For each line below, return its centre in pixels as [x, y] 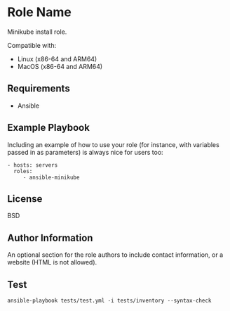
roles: [23, 171]
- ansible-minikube [51, 177]
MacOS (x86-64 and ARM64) [60, 66]
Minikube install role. [37, 32]
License [25, 199]
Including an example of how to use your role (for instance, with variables [113, 144]
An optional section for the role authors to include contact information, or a [115, 255]
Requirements [39, 89]
